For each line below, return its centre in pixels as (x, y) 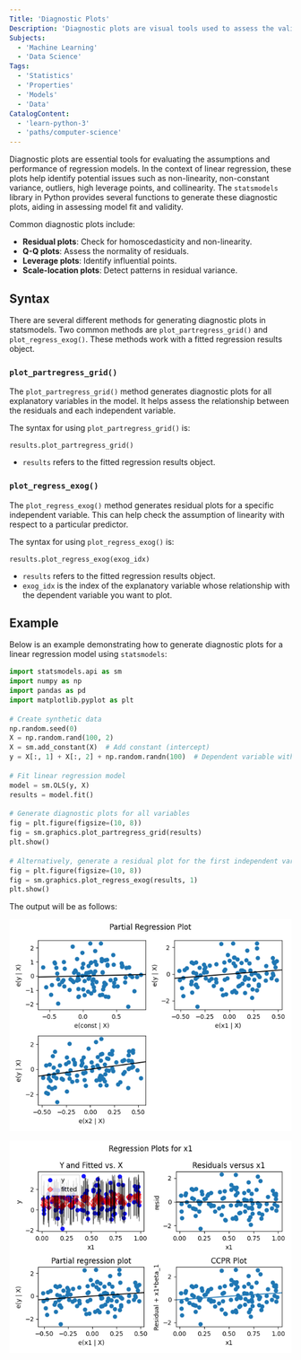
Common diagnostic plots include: (73, 224)
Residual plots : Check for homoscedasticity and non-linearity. (137, 241)
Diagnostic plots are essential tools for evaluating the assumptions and (140, 159)
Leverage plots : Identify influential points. (99, 261)
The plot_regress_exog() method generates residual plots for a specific (142, 505)
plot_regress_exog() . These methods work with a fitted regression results (146, 339)
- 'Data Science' (50, 57)
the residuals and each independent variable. (93, 411)
